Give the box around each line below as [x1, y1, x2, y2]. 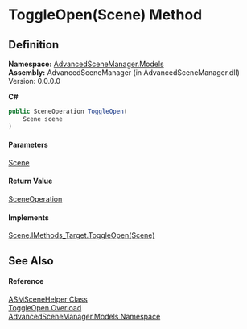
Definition [8, 38, 59, 52]
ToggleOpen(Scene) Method [8, 6, 203, 24]
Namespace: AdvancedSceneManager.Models [8, 59, 164, 69]
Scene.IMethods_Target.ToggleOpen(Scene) [8, 231, 155, 240]
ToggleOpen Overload [8, 302, 82, 312]
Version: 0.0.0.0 [8, 77, 61, 85]
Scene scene [23, 115, 63, 123]
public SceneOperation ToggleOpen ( [8, 107, 128, 115]
